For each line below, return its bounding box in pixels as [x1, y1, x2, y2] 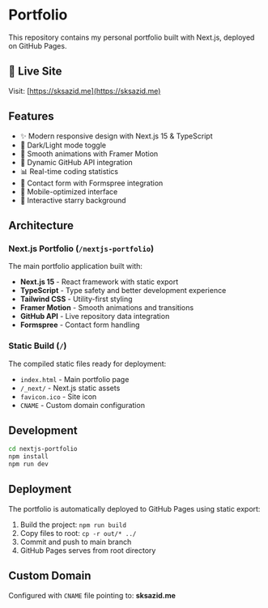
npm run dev [8, 460, 49, 469]
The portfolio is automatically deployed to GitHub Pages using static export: [8, 504, 261, 513]
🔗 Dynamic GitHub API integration [19, 157, 134, 167]
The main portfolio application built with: [8, 261, 143, 271]
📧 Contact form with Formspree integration [19, 178, 164, 188]
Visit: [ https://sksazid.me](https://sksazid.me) [8, 86, 161, 96]
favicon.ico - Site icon [19, 391, 97, 402]
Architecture [8, 219, 74, 232]
